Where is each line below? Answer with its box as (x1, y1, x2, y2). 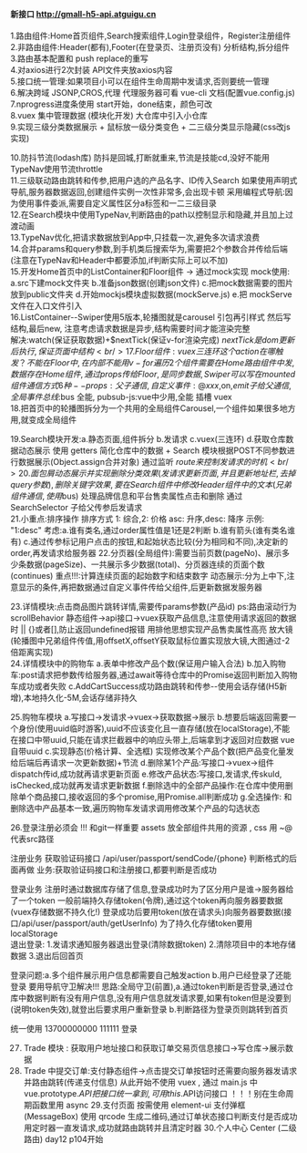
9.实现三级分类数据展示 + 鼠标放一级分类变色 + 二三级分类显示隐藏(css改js (10, 121, 291, 132)
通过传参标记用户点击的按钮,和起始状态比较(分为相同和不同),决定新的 (30, 536, 289, 547)
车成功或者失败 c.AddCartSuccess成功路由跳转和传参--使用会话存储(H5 (10, 681, 280, 692)
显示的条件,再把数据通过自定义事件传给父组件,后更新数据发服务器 (17, 582, 263, 592)
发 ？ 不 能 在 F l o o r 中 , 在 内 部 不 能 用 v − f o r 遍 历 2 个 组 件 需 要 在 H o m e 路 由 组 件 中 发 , (10, 357, 295, 368)
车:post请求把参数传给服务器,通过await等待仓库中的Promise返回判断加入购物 (10, 670, 298, 681)
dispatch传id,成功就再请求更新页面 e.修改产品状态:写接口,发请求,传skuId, (10, 768, 282, 779)
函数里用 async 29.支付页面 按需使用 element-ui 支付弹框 (31, 1099, 246, 1111)
